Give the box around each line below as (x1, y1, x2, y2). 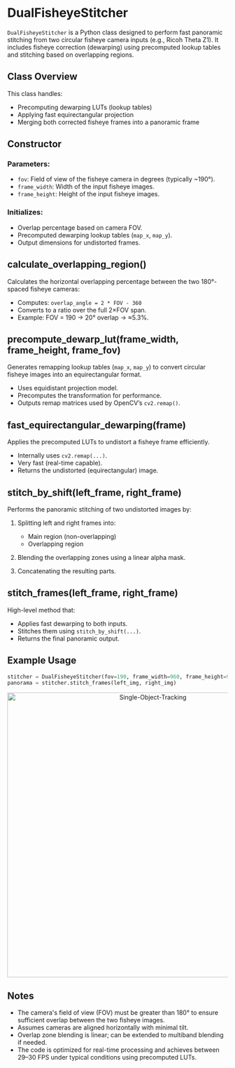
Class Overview (7, 71, 78, 83)
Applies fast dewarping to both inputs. (17, 619, 128, 628)
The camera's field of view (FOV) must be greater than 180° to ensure (17, 1008, 219, 1017)
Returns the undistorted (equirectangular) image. (17, 466, 159, 474)
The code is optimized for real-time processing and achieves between (17, 1046, 220, 1054)
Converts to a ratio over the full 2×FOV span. (17, 306, 147, 314)
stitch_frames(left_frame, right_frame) (7, 587, 178, 599)
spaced (7, 285, 29, 293)
